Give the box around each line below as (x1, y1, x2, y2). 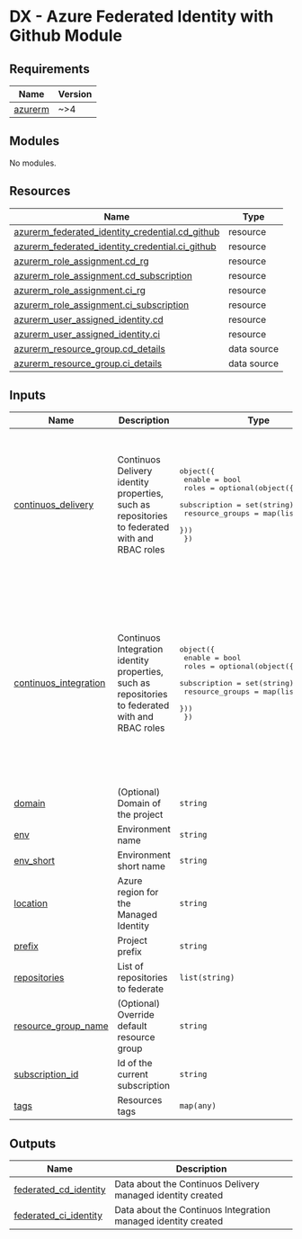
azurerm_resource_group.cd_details (13, 342, 166, 355)
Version (58, 88, 93, 100)
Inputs (9, 388, 47, 403)
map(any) (179, 1100, 218, 1111)
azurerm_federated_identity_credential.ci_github (13, 240, 218, 253)
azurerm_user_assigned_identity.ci (13, 328, 160, 340)
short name (117, 860, 166, 873)
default (117, 1019, 147, 1032)
